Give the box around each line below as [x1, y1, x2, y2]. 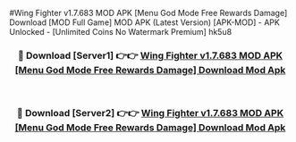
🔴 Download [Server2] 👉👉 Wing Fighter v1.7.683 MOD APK [16, 107, 284, 120]
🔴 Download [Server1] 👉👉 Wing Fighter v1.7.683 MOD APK [17, 49, 283, 62]
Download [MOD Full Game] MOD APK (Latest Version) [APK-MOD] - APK [9, 17, 280, 28]
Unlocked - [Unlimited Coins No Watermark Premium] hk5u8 [9, 27, 233, 37]
